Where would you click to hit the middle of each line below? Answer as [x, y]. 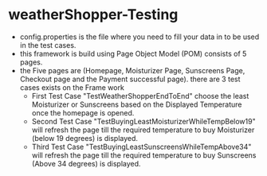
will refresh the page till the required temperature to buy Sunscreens [144, 155]
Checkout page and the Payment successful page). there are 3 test [130, 79]
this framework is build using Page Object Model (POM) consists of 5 [133, 53]
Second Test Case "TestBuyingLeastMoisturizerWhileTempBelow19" [144, 121]
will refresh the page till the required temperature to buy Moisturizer [143, 130]
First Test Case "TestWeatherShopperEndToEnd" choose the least [140, 96]
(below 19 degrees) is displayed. [84, 138]
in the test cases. [48, 45]
